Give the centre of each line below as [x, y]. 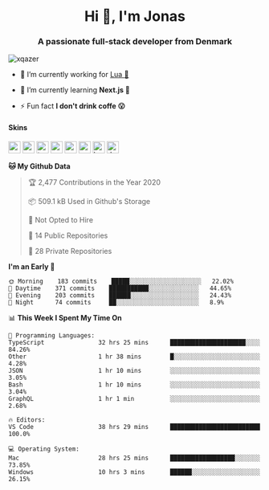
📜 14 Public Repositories [68, 235]
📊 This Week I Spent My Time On [65, 317]
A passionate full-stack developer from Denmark [135, 42]
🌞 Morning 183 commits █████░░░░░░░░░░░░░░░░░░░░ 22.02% [121, 281]
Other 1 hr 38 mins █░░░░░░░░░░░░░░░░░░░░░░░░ [134, 357]
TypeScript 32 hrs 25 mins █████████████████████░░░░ [134, 342]
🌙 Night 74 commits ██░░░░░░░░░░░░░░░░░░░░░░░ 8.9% [116, 302]
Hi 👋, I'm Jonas [135, 16]
